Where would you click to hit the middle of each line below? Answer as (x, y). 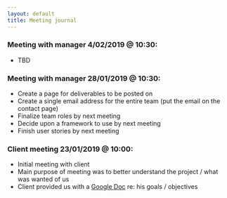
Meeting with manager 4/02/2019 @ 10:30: (83, 45)
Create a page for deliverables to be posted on (85, 94)
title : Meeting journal (42, 20)
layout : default (31, 14)
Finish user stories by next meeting (68, 131)
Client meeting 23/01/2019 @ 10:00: (70, 150)
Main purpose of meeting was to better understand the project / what (118, 172)
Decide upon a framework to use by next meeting (89, 124)
